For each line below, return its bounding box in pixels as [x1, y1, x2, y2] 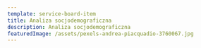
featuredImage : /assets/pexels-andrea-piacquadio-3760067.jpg [7, 30, 194, 37]
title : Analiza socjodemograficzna [7, 17, 112, 24]
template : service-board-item [7, 10, 97, 18]
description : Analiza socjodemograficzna [7, 23, 131, 30]
